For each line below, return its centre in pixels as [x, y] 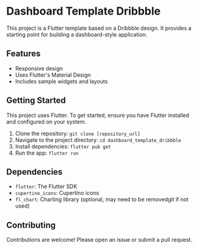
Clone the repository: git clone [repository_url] [78, 133]
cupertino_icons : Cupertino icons [57, 193]
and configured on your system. [46, 121]
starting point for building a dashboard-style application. [77, 34]
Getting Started [36, 101]
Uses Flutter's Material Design [53, 75]
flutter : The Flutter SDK [46, 186]
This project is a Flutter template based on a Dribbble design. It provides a [99, 28]
